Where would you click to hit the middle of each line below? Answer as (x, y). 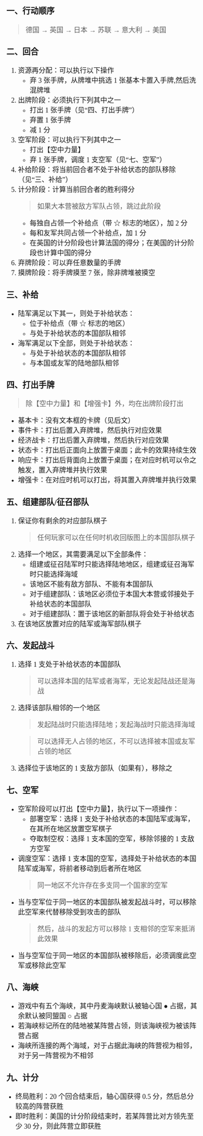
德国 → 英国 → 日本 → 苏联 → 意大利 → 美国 (96, 30)
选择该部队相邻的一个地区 (59, 708)
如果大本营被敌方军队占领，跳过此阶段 (99, 206)
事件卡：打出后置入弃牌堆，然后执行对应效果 (90, 431)
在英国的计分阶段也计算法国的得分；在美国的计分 (109, 243)
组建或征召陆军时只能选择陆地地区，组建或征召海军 (112, 564)
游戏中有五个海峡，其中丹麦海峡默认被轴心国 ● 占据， (104, 1007)
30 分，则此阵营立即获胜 (63, 1126)
